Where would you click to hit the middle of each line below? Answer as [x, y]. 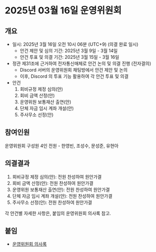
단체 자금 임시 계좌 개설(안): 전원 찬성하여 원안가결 [62, 196]
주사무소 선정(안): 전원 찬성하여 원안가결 [52, 202]
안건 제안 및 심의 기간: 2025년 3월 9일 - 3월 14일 [69, 51]
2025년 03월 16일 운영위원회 [63, 10]
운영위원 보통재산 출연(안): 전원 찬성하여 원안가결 [61, 190]
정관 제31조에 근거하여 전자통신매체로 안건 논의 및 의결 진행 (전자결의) [82, 64]
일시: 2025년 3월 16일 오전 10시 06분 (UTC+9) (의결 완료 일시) [75, 44]
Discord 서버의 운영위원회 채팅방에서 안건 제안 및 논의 [74, 70]
